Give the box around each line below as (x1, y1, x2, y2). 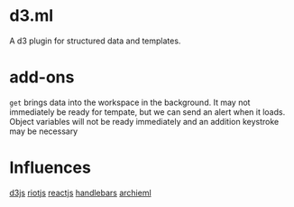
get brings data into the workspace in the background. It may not (9, 97, 251, 108)
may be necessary (9, 126, 78, 136)
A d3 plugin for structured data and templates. (9, 35, 181, 46)
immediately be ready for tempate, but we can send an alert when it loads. (9, 106, 286, 118)
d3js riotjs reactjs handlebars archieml (9, 187, 152, 198)
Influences (9, 157, 92, 178)
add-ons (9, 67, 75, 88)
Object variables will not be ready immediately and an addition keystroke (9, 116, 280, 127)
